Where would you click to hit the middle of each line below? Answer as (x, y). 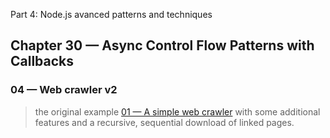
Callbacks (42, 61)
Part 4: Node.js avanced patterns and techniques (111, 14)
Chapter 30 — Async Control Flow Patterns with (162, 45)
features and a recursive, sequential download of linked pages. (164, 122)
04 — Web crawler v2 (64, 90)
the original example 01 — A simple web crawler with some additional (177, 111)
